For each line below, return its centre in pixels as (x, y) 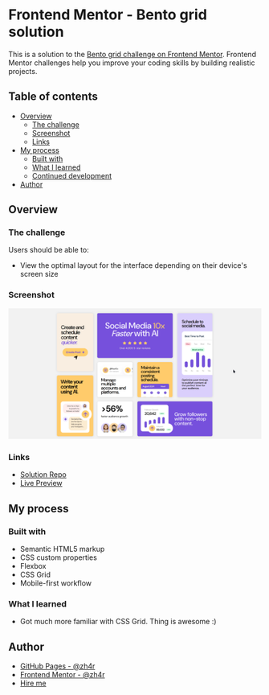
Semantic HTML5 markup (62, 549)
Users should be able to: (49, 250)
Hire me (33, 683)
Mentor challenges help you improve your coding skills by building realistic (132, 63)
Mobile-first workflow (56, 583)
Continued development (72, 175)
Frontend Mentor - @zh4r (63, 675)
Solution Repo (43, 475)
